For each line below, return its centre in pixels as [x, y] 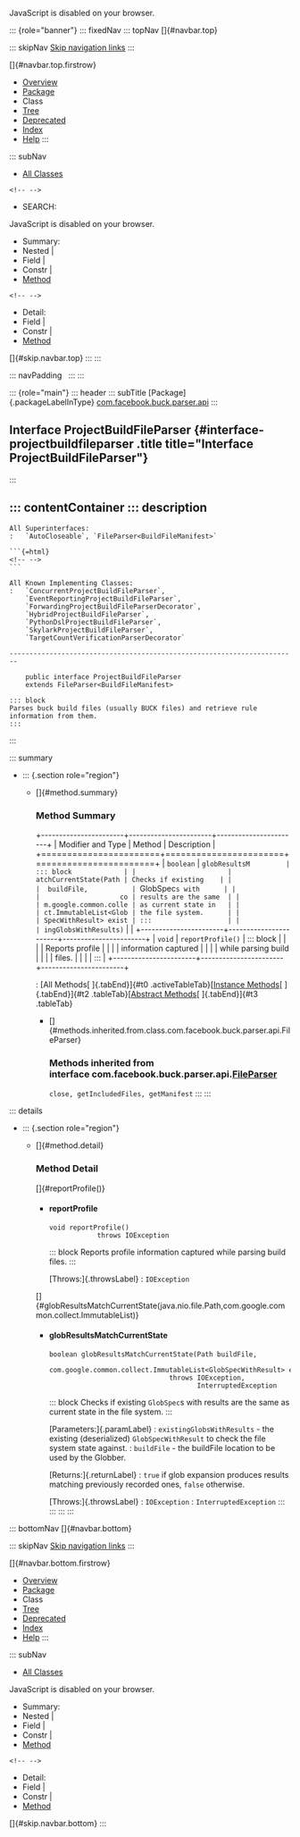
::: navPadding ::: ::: [47, 375]
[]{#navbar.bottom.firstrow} [60, 1563]
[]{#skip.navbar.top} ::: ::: [55, 358]
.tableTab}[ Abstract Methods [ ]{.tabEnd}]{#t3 [175, 994]
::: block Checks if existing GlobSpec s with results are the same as [169, 1402]
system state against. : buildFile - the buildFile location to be [162, 1447]
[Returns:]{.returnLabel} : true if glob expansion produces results [169, 1474]
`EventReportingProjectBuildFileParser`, [103, 599]
